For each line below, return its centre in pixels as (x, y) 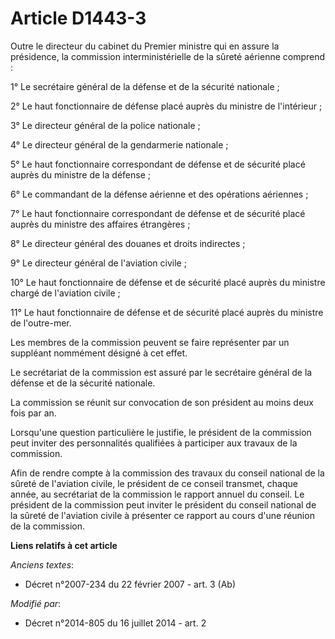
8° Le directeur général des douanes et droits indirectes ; (128, 243)
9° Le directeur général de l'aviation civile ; (98, 263)
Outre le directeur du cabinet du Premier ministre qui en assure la (145, 46)
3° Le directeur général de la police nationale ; (105, 125)
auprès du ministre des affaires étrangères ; (100, 224)
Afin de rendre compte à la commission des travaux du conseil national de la (167, 473)
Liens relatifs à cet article (64, 545)
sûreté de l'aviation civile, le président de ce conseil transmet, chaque (154, 483)
